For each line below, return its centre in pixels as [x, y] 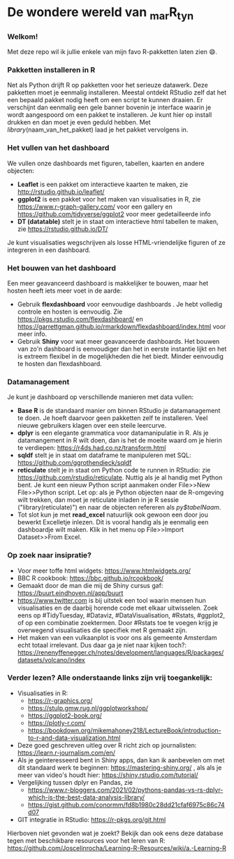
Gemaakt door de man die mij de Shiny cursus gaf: [90, 585]
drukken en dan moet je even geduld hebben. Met [79, 123]
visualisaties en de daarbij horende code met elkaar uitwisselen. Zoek [118, 608]
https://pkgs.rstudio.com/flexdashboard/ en [80, 319]
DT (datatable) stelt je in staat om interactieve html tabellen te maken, [118, 221]
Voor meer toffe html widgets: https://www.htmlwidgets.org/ [104, 571]
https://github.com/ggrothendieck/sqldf [74, 463]
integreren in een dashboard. [49, 250]
